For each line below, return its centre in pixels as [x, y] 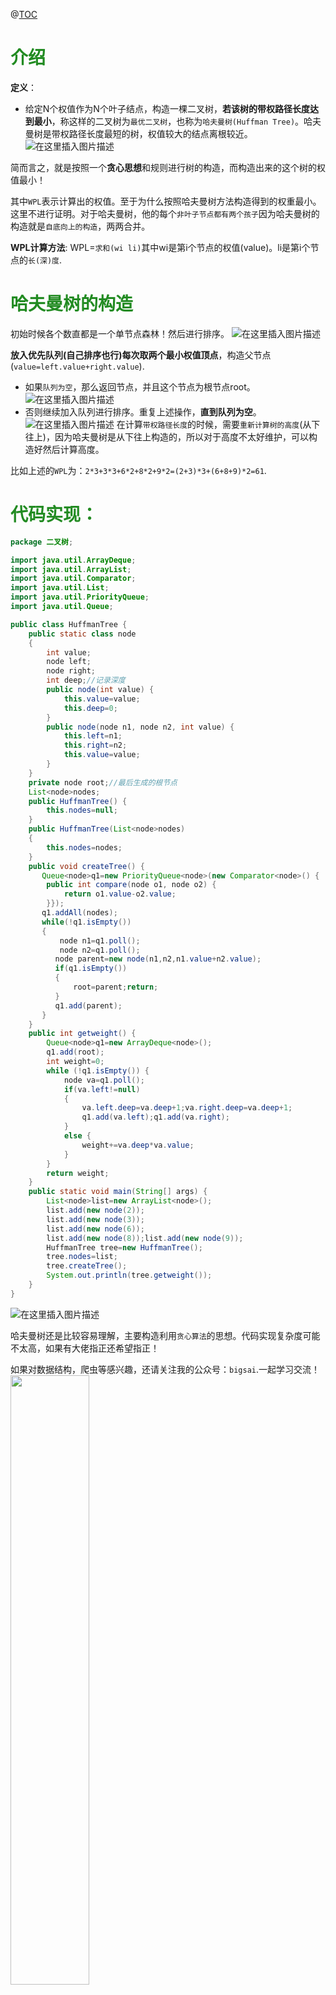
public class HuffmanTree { [69, 624]
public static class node [82, 634]
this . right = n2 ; [95, 745]
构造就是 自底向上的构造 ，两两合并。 [80, 226]
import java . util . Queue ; [62, 607]
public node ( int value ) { [100, 690]
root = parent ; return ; [116, 987]
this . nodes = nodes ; [84, 847]
